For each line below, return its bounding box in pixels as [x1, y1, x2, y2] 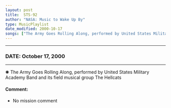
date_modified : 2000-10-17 [5, 26, 63, 32]
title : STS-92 [5, 12, 38, 17]
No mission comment [12, 97, 58, 103]
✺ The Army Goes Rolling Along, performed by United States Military [5, 69, 150, 75]
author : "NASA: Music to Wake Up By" [5, 17, 85, 22]
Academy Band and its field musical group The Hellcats [5, 74, 122, 80]
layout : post [5, 7, 33, 13]
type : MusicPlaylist [5, 21, 49, 27]
